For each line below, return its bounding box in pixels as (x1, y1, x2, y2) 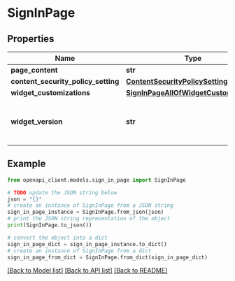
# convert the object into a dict (7, 234, 108, 241)
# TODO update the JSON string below (7, 189, 117, 196)
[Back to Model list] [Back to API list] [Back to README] (7, 266, 168, 275)
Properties (7, 33, 55, 45)
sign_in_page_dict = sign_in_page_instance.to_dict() (7, 240, 168, 247)
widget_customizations (10, 88, 91, 97)
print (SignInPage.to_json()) (7, 222, 92, 229)
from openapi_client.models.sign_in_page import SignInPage (7, 176, 187, 183)
